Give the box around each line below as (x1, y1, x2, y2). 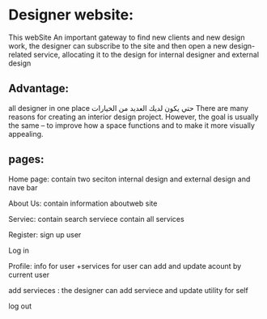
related (8, 49, 32, 59)
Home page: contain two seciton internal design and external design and (8, 174, 251, 184)
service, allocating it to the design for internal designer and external (33, 49, 260, 59)
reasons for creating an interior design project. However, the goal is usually (8, 112, 259, 121)
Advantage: (8, 82, 70, 96)
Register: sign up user (8, 229, 82, 240)
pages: (8, 152, 44, 167)
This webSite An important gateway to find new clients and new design (8, 32, 245, 42)
